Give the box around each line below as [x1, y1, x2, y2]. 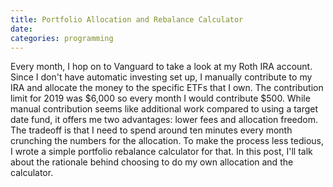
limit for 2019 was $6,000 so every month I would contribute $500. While [10, 92, 311, 105]
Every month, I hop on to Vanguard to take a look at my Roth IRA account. [10, 61, 313, 73]
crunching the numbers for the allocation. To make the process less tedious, [10, 135, 324, 147]
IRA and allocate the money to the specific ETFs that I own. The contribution [10, 82, 324, 94]
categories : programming [10, 33, 114, 43]
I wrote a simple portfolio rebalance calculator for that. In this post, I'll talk [10, 146, 313, 158]
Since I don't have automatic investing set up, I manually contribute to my [10, 71, 313, 83]
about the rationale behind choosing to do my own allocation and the [10, 156, 294, 168]
